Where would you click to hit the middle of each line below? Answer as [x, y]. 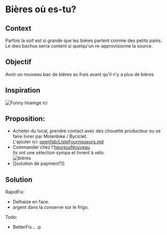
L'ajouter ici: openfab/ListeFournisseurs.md [58, 142]
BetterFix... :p [27, 227]
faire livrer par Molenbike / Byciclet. [50, 136]
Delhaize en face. [31, 202]
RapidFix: [15, 192]
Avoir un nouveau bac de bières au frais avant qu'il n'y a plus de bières [80, 74]
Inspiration [23, 90]
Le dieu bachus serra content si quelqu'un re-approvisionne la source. [79, 46]
